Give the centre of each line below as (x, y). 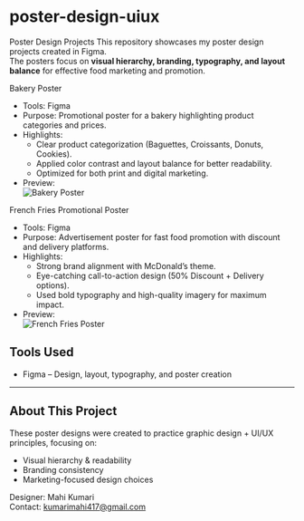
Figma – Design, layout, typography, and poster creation (127, 374)
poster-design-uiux (85, 17)
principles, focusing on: (53, 442)
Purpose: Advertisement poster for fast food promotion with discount (151, 236)
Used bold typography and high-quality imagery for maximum (151, 294)
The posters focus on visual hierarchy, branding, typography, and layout (147, 61)
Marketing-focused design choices (88, 479)
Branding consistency (63, 469)
